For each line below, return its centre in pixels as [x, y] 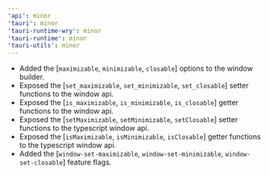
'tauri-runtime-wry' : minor [55, 31]
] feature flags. [87, 162]
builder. [32, 77]
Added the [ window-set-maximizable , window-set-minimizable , [121, 154]
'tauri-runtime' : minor [48, 38]
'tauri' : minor [33, 23]
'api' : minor [29, 16]
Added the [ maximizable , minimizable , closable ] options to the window [136, 68]
